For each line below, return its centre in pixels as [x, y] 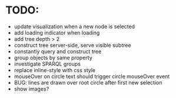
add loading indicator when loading [57, 32]
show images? [31, 89]
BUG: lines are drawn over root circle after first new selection [88, 82]
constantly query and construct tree [58, 51]
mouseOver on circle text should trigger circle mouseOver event [92, 76]
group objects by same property [53, 58]
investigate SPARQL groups [47, 64]
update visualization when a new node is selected [74, 26]
